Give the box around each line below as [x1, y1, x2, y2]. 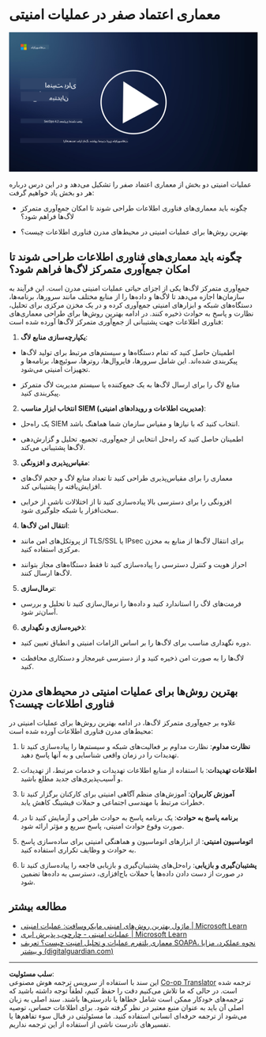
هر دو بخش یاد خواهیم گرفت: [9, 188, 95, 198]
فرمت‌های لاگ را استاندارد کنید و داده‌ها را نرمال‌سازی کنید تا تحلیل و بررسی [20, 599, 242, 608]
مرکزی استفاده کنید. [20, 544, 81, 554]
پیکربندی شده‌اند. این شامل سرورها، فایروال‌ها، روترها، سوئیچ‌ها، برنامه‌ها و [20, 356, 238, 365]
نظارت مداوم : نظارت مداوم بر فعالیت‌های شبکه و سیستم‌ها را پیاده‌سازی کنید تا [20, 742, 251, 751]
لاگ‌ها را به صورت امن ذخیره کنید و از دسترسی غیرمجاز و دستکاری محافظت [20, 653, 244, 663]
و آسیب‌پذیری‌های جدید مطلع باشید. [20, 774, 123, 784]
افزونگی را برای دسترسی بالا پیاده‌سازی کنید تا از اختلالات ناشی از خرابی [20, 497, 232, 507]
